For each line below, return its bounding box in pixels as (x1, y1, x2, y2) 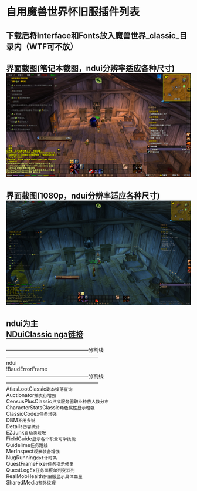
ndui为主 (6, 318, 39, 329)
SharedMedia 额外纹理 (6, 479, 56, 486)
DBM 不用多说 (6, 416, 36, 423)
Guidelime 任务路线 (6, 441, 48, 448)
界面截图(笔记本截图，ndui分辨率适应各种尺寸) (6, 63, 175, 73)
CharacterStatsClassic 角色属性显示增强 (6, 403, 95, 411)
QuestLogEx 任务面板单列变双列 (6, 466, 75, 473)
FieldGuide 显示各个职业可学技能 (6, 435, 76, 442)
